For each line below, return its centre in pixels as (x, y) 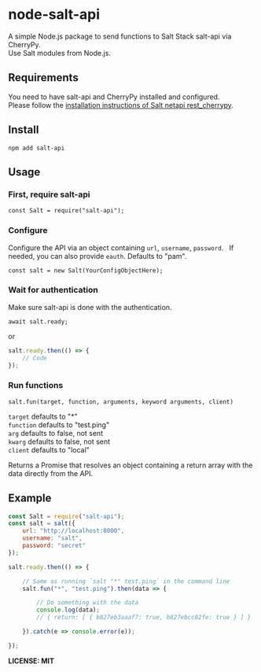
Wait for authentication (53, 290)
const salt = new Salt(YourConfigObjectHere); (86, 270)
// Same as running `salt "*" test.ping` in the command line (126, 581)
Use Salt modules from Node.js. (60, 53)
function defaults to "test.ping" (59, 425)
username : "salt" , (52, 538)
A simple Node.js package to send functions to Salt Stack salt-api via (120, 36)
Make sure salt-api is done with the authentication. (90, 307)
